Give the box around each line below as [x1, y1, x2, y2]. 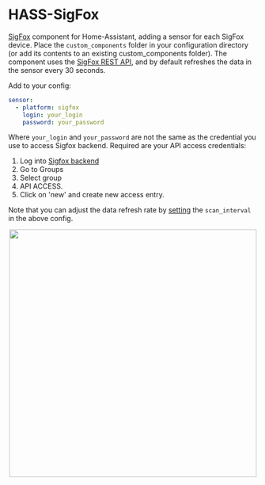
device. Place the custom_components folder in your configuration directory [8, 40, 249, 49]
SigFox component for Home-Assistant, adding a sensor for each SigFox [8, 32, 244, 41]
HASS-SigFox [8, 6, 100, 24]
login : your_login [22, 111, 83, 119]
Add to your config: [8, 81, 71, 90]
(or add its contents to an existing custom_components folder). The [8, 48, 228, 58]
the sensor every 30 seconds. [8, 65, 106, 74]
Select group [19, 173, 62, 183]
